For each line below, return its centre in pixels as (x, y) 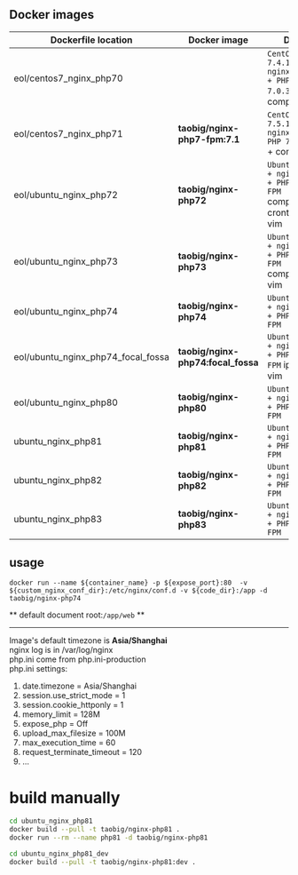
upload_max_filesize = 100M (74, 733)
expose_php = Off (55, 724)
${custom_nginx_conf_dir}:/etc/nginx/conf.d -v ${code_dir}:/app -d (138, 591)
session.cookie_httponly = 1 (73, 705)
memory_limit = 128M (61, 714)
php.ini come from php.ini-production (78, 659)
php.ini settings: (39, 669)
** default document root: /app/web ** (77, 615)
